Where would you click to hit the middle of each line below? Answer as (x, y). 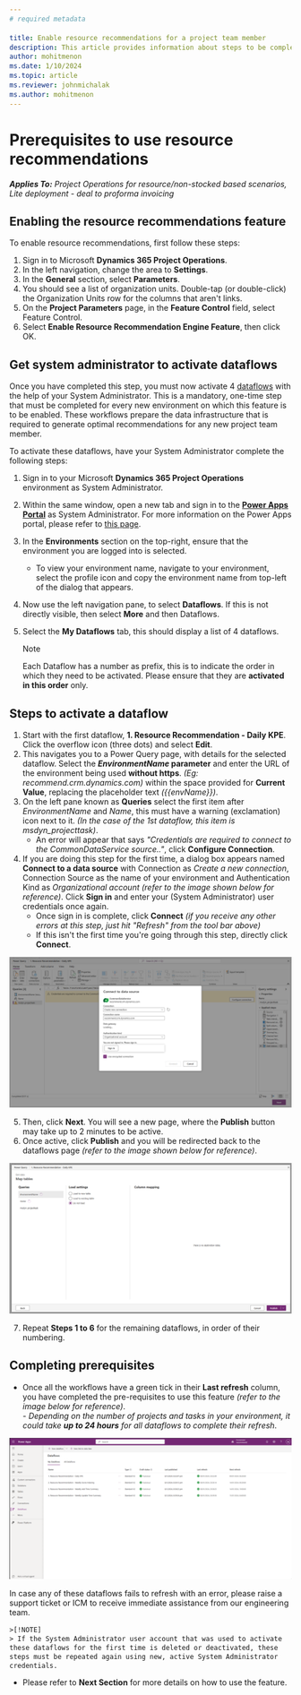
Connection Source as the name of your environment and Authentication (156, 878)
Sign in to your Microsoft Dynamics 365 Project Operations (133, 478)
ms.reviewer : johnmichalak (60, 85)
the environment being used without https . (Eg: (110, 773)
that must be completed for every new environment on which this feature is (148, 405)
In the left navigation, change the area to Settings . (115, 270)
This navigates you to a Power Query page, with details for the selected (154, 754)
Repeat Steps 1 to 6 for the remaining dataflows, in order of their (141, 1328)
